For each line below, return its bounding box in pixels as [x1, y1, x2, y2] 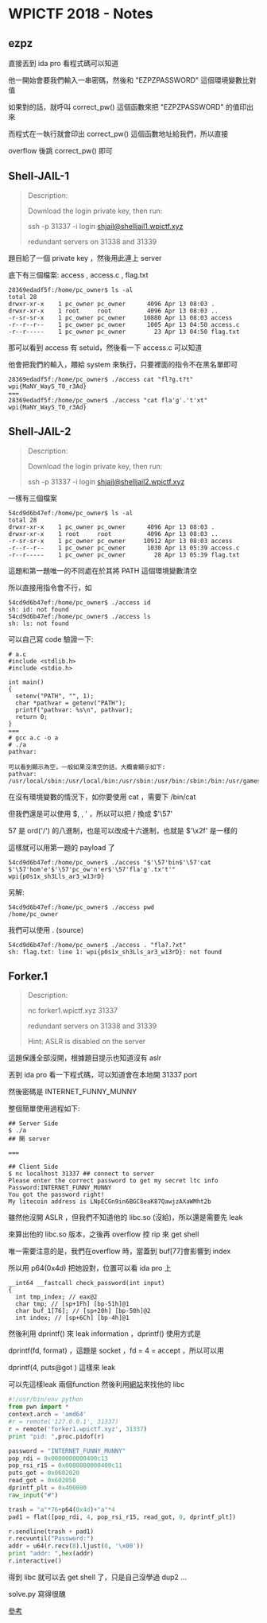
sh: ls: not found [8, 619, 69, 627]
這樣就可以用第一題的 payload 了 [8, 842, 115, 852]
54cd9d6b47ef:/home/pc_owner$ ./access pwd [8, 903, 155, 911]
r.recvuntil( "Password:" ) [8, 1535, 94, 1543]
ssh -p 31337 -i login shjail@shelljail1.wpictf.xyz [27, 221, 184, 231]
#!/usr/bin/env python [8, 1396, 83, 1404]
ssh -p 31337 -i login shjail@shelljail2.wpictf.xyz [27, 476, 185, 486]
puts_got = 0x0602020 [8, 1469, 80, 1477]
